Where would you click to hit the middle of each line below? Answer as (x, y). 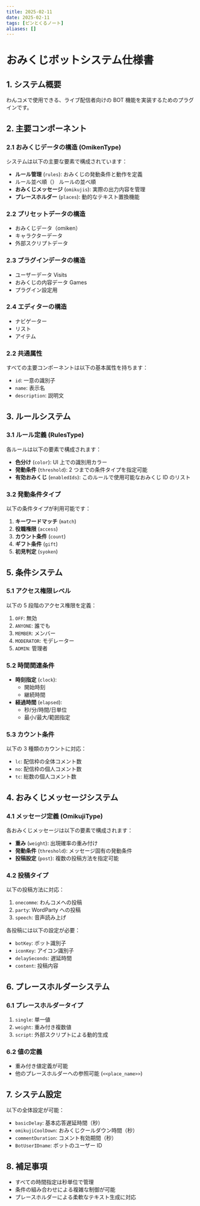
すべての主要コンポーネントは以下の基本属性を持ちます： (77, 368)
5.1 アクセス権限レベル (39, 591)
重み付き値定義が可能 (41, 1066)
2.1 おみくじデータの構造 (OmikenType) (64, 147)
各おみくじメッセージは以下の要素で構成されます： (70, 830)
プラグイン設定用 (36, 289)
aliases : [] (21, 29)
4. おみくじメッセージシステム (62, 797)
